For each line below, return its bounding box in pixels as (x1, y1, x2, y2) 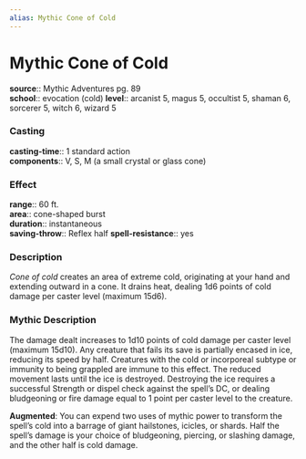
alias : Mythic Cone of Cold (9, 13, 117, 23)
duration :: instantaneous (9, 218, 103, 229)
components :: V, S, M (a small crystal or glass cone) (9, 155, 207, 166)
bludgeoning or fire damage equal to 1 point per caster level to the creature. (9, 392, 293, 403)
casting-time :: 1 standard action (9, 145, 130, 156)
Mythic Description (9, 314, 97, 327)
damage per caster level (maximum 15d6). (9, 291, 168, 302)
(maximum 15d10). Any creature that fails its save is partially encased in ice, (9, 344, 293, 355)
